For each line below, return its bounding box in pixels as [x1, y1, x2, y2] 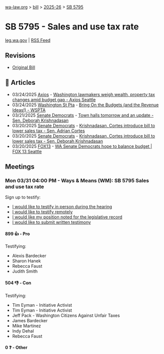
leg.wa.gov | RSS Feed [5, 37, 51, 43]
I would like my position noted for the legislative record [12, 214, 123, 220]
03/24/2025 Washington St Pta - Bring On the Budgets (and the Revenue [12, 102, 159, 108]
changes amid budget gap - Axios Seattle [12, 97, 96, 102]
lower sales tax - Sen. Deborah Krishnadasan [12, 138, 103, 144]
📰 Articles [5, 79, 36, 87]
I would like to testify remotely [12, 209, 73, 215]
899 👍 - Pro [5, 231, 30, 236]
